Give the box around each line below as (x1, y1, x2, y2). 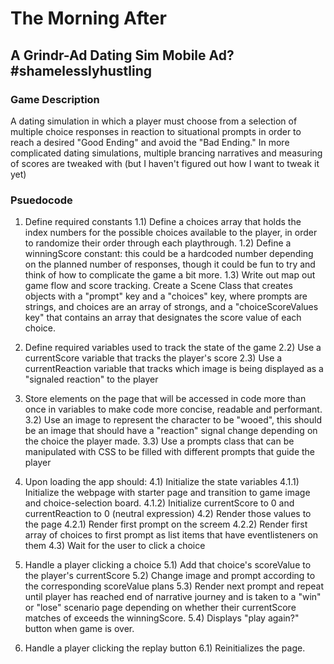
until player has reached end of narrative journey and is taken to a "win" (24, 591, 322, 603)
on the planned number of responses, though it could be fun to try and (24, 258, 316, 271)
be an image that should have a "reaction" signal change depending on (24, 425, 318, 437)
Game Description (10, 92, 100, 106)
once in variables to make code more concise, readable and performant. (24, 403, 323, 416)
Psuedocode (10, 193, 73, 207)
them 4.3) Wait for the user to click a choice (24, 540, 206, 552)
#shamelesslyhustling (10, 62, 153, 79)
